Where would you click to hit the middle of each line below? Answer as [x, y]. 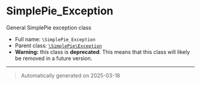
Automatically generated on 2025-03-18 [71, 75]
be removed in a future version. [54, 58]
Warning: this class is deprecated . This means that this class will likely [102, 51]
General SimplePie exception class [49, 28]
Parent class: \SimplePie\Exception [58, 45]
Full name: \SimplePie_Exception [55, 39]
